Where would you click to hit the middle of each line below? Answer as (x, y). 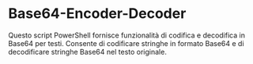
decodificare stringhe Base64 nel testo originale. (88, 52)
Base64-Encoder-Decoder (97, 14)
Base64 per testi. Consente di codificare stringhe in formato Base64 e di (126, 43)
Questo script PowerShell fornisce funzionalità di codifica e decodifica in (126, 35)
